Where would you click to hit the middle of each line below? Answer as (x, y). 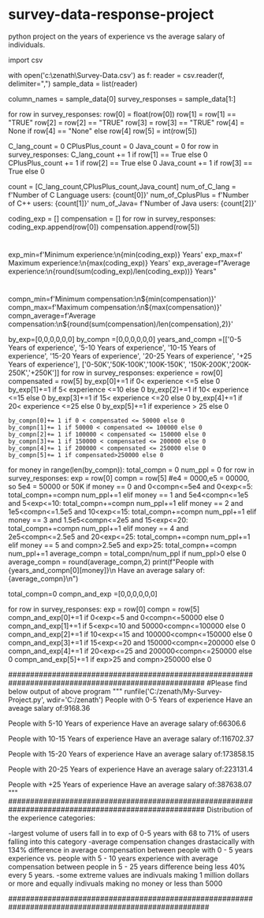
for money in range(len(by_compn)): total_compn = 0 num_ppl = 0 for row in (131, 470)
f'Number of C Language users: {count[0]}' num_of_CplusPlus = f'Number (129, 195)
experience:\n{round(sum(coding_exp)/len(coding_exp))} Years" (112, 271)
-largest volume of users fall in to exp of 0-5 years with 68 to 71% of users (129, 834)
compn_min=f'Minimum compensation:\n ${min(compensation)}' (112, 299)
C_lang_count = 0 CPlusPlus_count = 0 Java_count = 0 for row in (113, 146)
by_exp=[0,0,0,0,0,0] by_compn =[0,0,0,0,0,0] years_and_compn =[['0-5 (125, 340)
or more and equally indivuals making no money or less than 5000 (115, 883)
